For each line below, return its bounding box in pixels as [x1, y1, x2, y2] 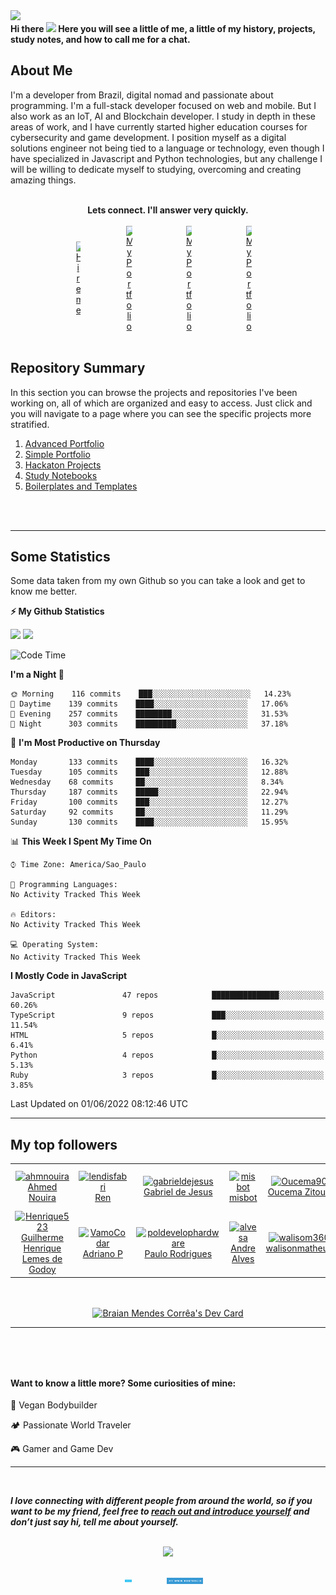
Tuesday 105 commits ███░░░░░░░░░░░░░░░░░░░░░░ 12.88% [10, 767, 288, 778]
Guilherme [21, 1232, 64, 1244]
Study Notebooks [24, 469, 98, 481]
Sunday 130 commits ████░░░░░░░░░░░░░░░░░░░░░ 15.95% [10, 817, 288, 828]
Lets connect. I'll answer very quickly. [87, 204, 249, 216]
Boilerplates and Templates [24, 480, 138, 492]
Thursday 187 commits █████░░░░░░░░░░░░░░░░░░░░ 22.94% [10, 787, 288, 798]
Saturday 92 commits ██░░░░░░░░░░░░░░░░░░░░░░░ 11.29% [10, 807, 288, 818]
